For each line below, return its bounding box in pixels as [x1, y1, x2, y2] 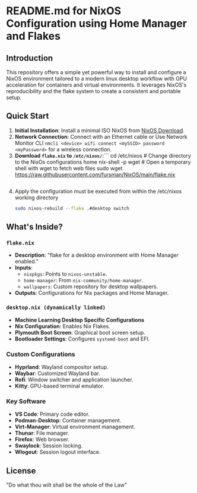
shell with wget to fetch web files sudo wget [14, 164, 123, 171]
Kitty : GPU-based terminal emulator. [14, 382, 104, 389]
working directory [14, 194, 59, 201]
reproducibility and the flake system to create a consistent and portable [6, 88, 181, 94]
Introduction [6, 53, 53, 63]
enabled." [14, 258, 39, 265]
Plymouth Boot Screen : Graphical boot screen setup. [14, 329, 145, 336]
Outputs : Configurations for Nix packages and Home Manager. [14, 290, 169, 297]
